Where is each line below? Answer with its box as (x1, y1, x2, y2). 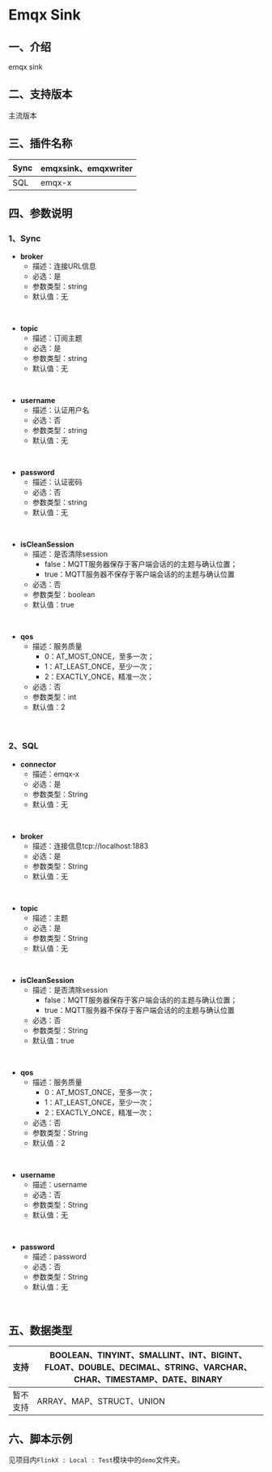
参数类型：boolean (32, 590, 96, 599)
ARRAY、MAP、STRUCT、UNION (36, 1396, 166, 1407)
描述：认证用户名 (32, 406, 90, 415)
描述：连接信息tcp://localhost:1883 (32, 841, 149, 851)
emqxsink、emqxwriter (40, 162, 134, 174)
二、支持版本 (8, 88, 73, 101)
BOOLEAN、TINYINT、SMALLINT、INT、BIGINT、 (49, 1350, 247, 1361)
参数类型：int (32, 692, 77, 702)
